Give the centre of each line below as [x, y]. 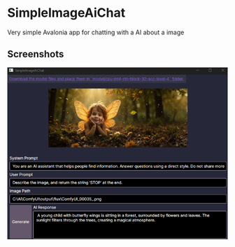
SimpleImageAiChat [66, 13]
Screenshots [36, 54]
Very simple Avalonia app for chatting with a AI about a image [96, 32]
